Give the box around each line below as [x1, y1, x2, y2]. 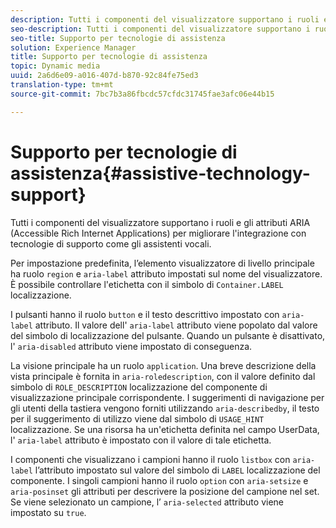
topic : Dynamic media [10, 61, 101, 71]
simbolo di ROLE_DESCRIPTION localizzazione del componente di [10, 381, 268, 393]
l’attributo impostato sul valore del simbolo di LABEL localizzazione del [34, 464, 321, 476]
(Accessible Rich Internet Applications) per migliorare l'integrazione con [10, 227, 307, 239]
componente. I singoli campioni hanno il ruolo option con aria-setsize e [10, 474, 309, 486]
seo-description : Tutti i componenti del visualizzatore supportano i [10, 24, 311, 34]
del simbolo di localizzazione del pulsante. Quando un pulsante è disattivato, [10, 329, 326, 341]
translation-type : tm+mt [10, 80, 114, 90]
